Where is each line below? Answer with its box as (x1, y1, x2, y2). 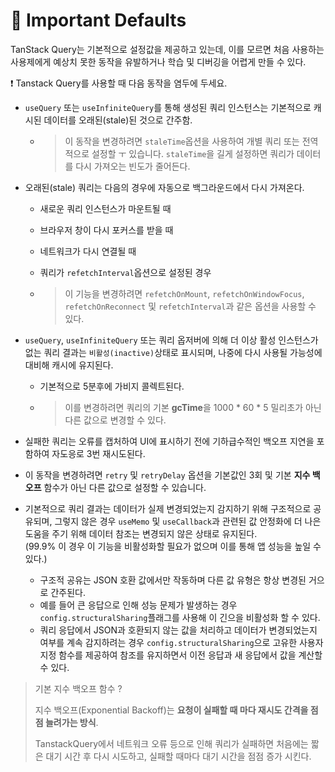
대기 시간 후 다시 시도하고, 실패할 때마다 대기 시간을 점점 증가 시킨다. (45, 750, 312, 762)
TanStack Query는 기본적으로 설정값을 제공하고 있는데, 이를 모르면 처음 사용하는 (10, 43, 325, 55)
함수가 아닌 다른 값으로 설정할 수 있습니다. (43, 481, 207, 493)
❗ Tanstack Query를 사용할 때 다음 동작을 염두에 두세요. (10, 77, 228, 89)
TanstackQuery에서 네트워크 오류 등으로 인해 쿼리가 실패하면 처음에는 (34, 737, 309, 749)
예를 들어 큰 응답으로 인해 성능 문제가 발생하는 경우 (39, 599, 238, 611)
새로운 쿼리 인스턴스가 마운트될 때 (39, 202, 172, 214)
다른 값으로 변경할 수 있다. (64, 414, 167, 426)
